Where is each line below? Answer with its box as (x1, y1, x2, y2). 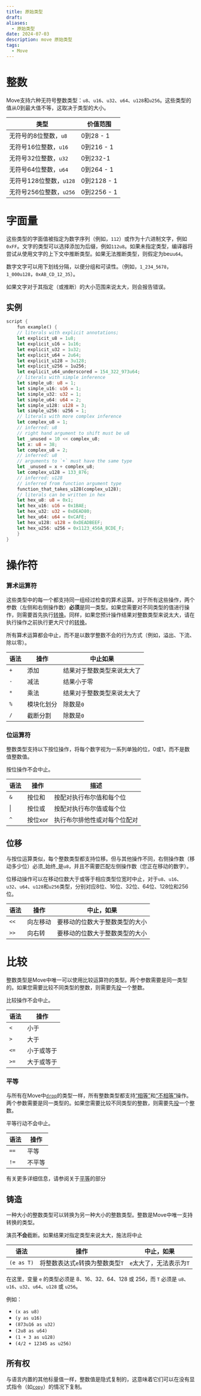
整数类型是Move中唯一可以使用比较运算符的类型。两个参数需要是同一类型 (6, 976, 188, 984)
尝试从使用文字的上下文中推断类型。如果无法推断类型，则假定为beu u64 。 (6, 250, 187, 257)
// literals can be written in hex (17, 492, 106, 498)
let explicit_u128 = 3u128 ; (17, 358, 87, 364)
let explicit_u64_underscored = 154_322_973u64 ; (17, 369, 141, 375)
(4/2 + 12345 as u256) (14, 1341, 72, 1347)
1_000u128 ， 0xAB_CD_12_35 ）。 (6, 270, 79, 277)
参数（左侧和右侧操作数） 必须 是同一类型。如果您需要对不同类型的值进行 (6, 603, 184, 611)
